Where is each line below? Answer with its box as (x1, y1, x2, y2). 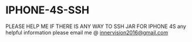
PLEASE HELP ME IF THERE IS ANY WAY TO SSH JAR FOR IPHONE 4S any (5, 23, 186, 30)
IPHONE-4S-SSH (5, 3, 89, 17)
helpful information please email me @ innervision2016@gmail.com (5, 29, 169, 36)
